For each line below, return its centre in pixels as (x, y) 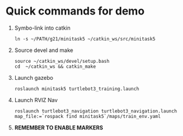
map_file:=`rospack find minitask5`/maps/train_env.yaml (88, 116)
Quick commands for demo (75, 11)
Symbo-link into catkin (42, 28)
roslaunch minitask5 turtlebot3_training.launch (77, 89)
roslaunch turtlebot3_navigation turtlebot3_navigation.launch (96, 111)
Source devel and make (44, 50)
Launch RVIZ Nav (36, 100)
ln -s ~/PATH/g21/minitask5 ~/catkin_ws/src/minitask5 (85, 39)
